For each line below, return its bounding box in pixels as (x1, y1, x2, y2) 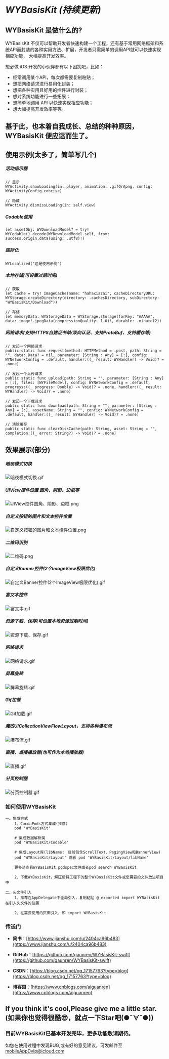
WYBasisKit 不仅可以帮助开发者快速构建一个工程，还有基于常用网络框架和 (5, 40, 159, 46)
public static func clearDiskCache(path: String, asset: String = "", (5, 426, 157, 431)
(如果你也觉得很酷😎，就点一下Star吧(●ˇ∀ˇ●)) (5, 1013, 154, 1022)
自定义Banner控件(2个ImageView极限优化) (5, 566, 96, 572)
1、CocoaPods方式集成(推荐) (14, 821, 68, 826)
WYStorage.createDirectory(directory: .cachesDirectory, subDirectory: (5, 295, 159, 301)
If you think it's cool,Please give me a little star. (5, 1004, 157, 1013)
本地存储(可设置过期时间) (5, 272, 58, 278)
